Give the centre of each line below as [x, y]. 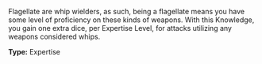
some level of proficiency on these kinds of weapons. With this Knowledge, [131, 20]
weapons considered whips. [54, 36]
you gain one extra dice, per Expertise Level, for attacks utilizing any [120, 28]
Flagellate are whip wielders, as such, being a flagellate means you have [126, 11]
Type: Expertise [35, 52]
